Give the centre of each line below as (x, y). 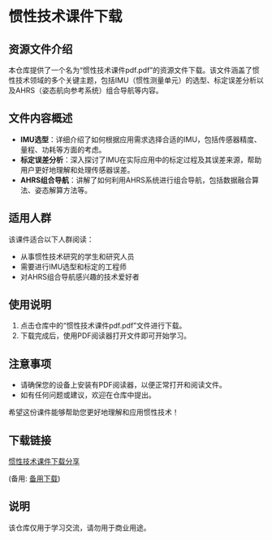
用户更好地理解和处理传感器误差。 (77, 169)
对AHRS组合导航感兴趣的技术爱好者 (80, 276)
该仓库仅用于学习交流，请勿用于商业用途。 (80, 527)
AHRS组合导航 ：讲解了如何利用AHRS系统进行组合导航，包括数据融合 (136, 180)
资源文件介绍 (41, 49)
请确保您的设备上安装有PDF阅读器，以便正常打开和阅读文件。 (123, 385)
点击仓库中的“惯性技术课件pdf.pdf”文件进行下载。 (103, 326)
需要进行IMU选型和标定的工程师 (73, 266)
